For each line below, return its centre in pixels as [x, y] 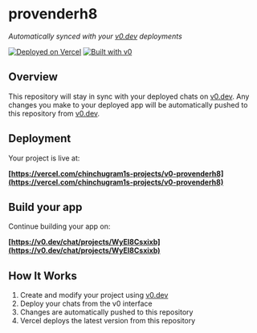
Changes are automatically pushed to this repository [106, 312]
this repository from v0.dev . [54, 113]
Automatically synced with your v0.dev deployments [95, 36]
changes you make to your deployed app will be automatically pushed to [128, 104]
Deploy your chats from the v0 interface [86, 304]
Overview [33, 77]
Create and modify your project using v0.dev [94, 295]
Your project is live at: [44, 158]
